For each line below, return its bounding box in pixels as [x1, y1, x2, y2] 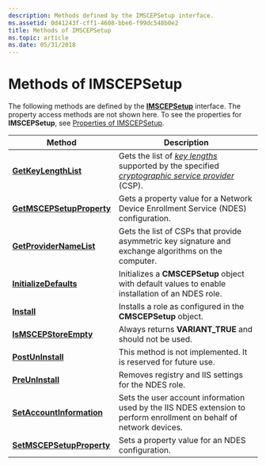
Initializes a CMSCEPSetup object [118, 269, 245, 280]
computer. [118, 255, 157, 266]
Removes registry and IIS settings [118, 369, 244, 380]
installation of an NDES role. [118, 288, 222, 300]
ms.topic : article [8, 33, 69, 42]
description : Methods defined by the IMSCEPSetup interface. [8, 11, 215, 20]
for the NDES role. [118, 380, 186, 391]
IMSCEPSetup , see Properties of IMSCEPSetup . [8, 118, 165, 128]
